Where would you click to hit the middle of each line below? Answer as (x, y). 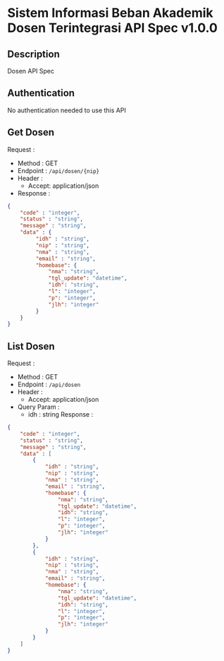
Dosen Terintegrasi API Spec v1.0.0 (113, 28)
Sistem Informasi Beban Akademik (110, 13)
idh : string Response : (61, 415)
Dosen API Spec (31, 71)
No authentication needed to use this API (67, 110)
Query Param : (38, 407)
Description (33, 54)
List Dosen (31, 346)
